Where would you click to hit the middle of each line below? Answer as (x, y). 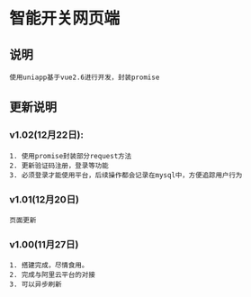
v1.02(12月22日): (46, 135)
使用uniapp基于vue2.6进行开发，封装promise (85, 77)
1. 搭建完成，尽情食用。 (49, 265)
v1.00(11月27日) (44, 244)
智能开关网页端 (65, 18)
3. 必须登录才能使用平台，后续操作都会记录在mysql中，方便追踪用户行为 (126, 175)
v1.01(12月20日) (44, 199)
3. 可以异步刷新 (36, 284)
